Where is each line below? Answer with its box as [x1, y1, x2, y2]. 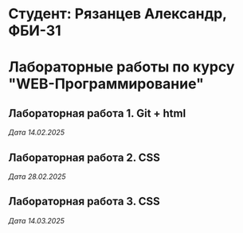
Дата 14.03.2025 [8, 216, 65, 225]
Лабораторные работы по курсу [8, 58, 235, 76]
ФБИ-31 [8, 21, 61, 40]
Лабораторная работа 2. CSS [8, 150, 161, 164]
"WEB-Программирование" [8, 75, 205, 93]
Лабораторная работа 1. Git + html [8, 107, 186, 120]
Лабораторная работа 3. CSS [8, 195, 161, 208]
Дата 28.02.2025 [8, 172, 66, 181]
